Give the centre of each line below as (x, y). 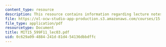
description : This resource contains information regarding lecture (77, 14)
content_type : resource (30, 10)
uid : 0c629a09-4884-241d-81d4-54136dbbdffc (51, 37)
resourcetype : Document (30, 28)
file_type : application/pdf (34, 23)
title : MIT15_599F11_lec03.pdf (37, 32)
